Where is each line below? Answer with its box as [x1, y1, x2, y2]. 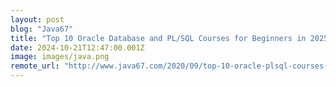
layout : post [10, 14, 65, 25]
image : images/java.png [10, 52, 110, 62]
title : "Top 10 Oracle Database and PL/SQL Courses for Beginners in [10, 33, 307, 43]
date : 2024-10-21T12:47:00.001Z [10, 42, 145, 53]
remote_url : [10, 61, 60, 71]
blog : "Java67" [10, 24, 74, 34]
